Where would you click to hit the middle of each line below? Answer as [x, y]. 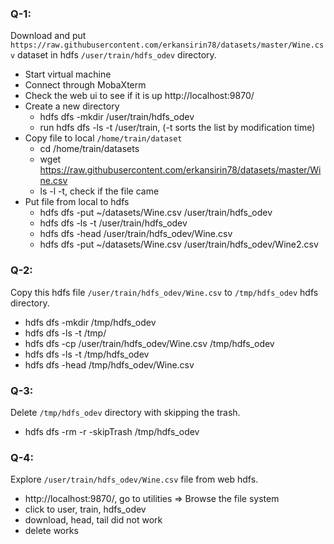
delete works [51, 531]
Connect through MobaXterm [85, 85]
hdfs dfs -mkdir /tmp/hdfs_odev [90, 322]
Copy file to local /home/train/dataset [103, 138]
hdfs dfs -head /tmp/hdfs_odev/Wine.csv [109, 364]
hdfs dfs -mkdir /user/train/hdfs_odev [117, 117]
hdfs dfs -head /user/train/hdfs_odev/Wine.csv [136, 234]
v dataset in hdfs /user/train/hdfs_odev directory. [113, 55]
